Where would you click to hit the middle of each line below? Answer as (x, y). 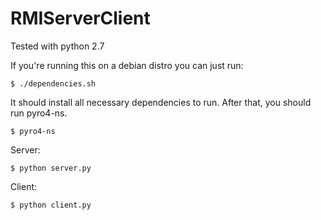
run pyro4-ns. (39, 113)
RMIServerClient (80, 18)
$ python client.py (51, 205)
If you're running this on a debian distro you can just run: (127, 65)
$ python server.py (51, 168)
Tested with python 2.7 (57, 46)
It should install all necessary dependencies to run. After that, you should (161, 102)
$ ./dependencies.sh (53, 83)
